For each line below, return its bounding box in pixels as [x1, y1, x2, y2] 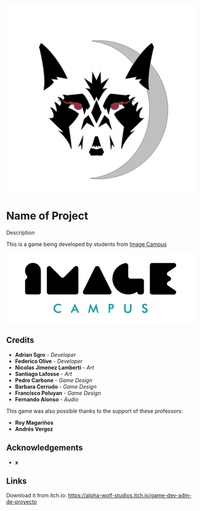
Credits [6, 335, 35, 345]
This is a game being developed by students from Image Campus [6, 241, 167, 248]
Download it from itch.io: [6, 492, 67, 499]
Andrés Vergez [14, 425, 53, 432]
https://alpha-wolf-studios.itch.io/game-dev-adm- [68, 492, 192, 499]
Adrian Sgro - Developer [14, 351, 77, 358]
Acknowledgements [6, 443, 83, 453]
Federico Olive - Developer [14, 357, 83, 365]
